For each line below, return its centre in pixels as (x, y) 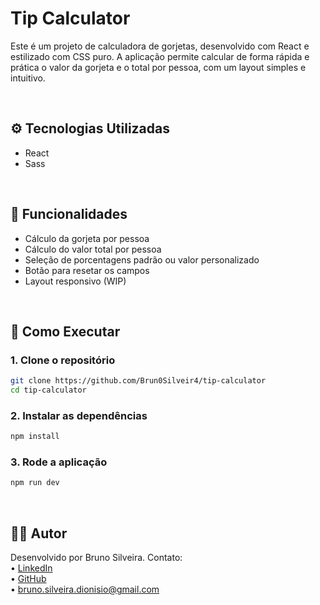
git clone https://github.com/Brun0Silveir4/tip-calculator (138, 381)
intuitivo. (28, 78)
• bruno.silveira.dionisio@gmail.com (85, 589)
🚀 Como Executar (65, 331)
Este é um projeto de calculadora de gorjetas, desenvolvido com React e (160, 46)
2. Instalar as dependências (79, 415)
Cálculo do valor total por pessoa (93, 249)
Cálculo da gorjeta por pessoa (87, 238)
